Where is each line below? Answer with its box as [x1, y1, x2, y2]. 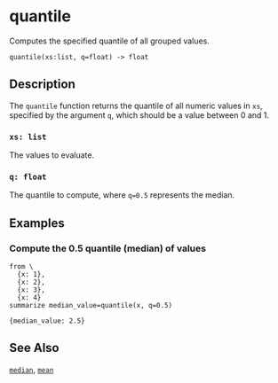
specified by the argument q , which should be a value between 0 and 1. [9, 109, 269, 121]
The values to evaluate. [9, 150, 95, 160]
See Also [9, 340, 60, 356]
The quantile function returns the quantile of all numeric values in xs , [9, 100, 264, 111]
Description [9, 77, 75, 92]
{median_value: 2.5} [9, 317, 86, 325]
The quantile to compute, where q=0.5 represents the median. [9, 190, 235, 200]
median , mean [9, 363, 54, 374]
